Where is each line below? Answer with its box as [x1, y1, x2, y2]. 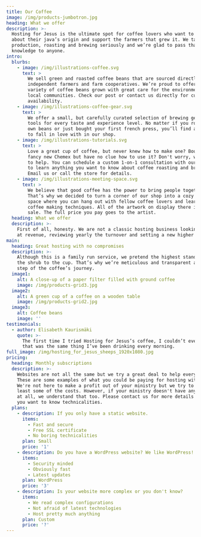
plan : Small [22, 439, 52, 445]
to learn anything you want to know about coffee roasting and [28, 165, 188, 171]
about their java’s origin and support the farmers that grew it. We [11, 37, 188, 43]
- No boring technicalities [28, 433, 98, 439]
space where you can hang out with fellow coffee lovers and [28, 199, 184, 205]
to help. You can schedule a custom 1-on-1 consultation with [28, 160, 186, 166]
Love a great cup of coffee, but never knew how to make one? [28, 148, 186, 154]
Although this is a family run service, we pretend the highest [17, 254, 181, 260]
